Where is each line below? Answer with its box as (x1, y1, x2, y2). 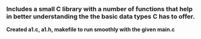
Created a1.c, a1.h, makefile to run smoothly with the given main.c (6, 26, 176, 33)
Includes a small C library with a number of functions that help (6, 5, 193, 13)
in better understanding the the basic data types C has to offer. (6, 12, 196, 20)
